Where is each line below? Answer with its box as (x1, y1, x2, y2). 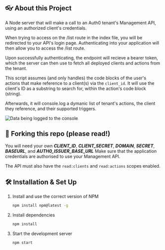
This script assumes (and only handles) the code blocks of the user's (5, 75, 147, 81)
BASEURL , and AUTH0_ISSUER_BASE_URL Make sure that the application (5, 148, 157, 154)
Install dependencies (12, 212, 55, 218)
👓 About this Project (5, 4, 72, 12)
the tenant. (5, 65, 27, 71)
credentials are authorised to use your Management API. (5, 153, 120, 159)
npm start (12, 240, 33, 246)
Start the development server (12, 231, 73, 237)
